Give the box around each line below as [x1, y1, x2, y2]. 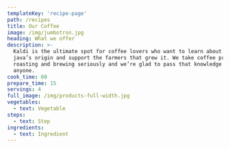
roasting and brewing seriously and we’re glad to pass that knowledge [13, 61, 222, 68]
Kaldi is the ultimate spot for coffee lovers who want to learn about [13, 48, 222, 55]
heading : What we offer [7, 35, 75, 42]
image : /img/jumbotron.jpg [7, 29, 84, 36]
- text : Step [13, 117, 51, 125]
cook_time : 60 [7, 73, 48, 80]
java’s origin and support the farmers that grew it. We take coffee [13, 55, 216, 61]
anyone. [13, 67, 36, 74]
